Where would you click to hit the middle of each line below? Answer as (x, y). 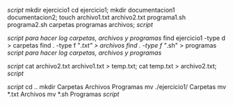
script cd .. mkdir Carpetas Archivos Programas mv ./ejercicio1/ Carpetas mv (117, 87)
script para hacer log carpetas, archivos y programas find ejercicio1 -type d (116, 38)
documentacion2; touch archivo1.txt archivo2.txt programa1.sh (97, 17)
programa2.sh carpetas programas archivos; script (80, 25)
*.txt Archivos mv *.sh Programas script (63, 94)
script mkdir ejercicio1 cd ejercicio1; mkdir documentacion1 (91, 10)
